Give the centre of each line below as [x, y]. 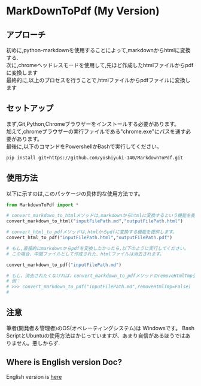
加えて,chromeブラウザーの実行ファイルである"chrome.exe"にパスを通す [96, 131]
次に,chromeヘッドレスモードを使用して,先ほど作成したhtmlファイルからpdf [100, 65]
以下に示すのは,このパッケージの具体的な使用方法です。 [75, 194]
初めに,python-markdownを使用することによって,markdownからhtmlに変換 [98, 50]
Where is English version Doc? [64, 362]
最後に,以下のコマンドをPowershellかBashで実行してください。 [84, 146]
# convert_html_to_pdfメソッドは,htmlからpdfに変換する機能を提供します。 [92, 232]
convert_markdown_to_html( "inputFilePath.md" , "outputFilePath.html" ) [95, 221]
